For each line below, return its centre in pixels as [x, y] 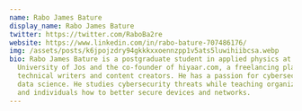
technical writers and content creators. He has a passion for [138, 76]
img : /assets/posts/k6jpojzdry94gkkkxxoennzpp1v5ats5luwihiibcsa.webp [144, 51]
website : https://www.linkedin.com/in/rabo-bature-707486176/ [128, 43]
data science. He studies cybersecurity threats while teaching [140, 84]
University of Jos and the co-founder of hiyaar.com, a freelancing [148, 68]
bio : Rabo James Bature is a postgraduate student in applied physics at [151, 59]
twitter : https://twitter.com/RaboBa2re [86, 34]
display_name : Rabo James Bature [72, 26]
